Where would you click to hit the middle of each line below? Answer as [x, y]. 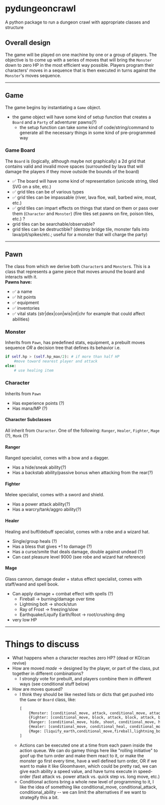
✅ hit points [24, 297]
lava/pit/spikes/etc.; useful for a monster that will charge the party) [80, 234]
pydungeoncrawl [41, 9]
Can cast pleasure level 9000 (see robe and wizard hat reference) [79, 557]
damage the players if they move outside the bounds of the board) [72, 171]
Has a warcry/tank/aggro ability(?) [47, 510]
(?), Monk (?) [17, 435]
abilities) [21, 319]
